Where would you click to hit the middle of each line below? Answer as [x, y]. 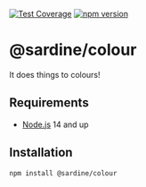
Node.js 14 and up [55, 124]
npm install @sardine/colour [63, 173]
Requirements [49, 103]
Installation [41, 153]
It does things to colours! [55, 74]
